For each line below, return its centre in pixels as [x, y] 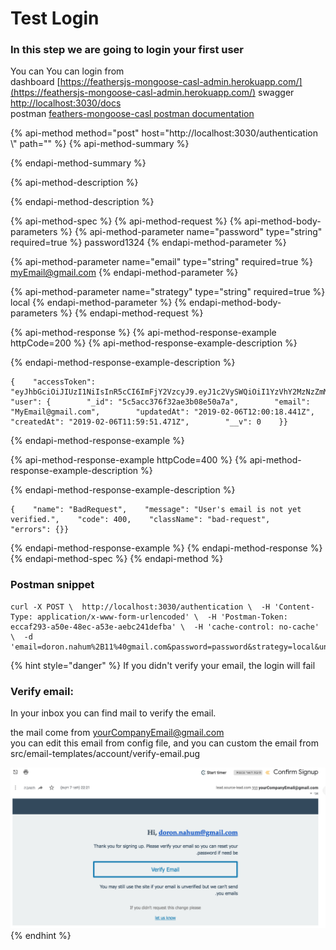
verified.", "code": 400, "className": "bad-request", [140, 520]
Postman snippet [52, 585]
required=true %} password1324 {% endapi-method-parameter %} [148, 243]
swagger [276, 93]
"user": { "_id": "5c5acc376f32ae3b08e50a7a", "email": [160, 402]
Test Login [55, 18]
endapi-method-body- [235, 303]
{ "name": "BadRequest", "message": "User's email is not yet [156, 510]
